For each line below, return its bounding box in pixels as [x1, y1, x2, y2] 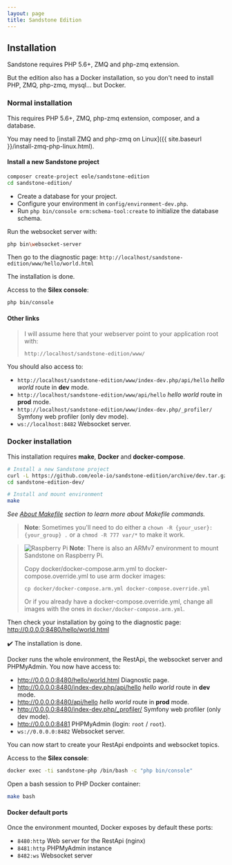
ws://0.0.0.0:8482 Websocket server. [17, 727, 126, 735]
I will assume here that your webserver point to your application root [23, 329, 219, 338]
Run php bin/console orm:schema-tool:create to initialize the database [17, 206, 219, 215]
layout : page [7, 10, 45, 17]
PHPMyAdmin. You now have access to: [7, 663, 121, 671]
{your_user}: [175, 525, 213, 532]
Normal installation [7, 98, 72, 108]
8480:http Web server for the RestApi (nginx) [17, 837, 146, 845]
